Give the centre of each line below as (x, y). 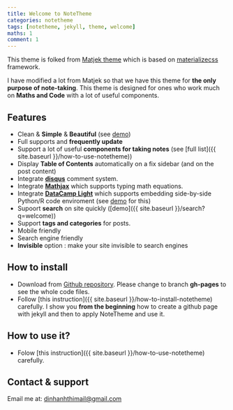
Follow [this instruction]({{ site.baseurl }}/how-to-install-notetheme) (115, 299)
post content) (37, 171)
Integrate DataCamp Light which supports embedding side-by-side (114, 193)
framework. (24, 67)
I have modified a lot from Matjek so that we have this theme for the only (112, 80)
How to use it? (39, 336)
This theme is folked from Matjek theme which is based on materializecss (113, 59)
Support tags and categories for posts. (74, 223)
